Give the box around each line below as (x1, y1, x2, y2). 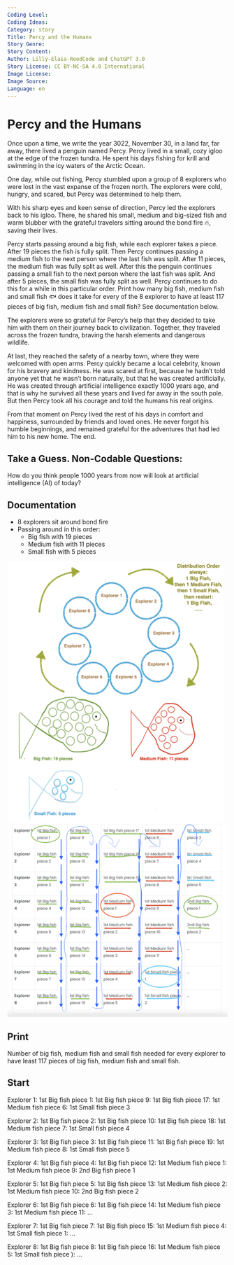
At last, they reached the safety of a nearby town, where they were (7, 352, 200, 361)
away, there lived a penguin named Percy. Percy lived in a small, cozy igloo (7, 147, 223, 155)
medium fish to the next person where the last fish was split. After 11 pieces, (7, 255, 226, 263)
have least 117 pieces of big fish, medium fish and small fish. (7, 1056, 181, 1065)
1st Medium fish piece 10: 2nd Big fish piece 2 (7, 1187, 140, 1195)
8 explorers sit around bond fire (17, 517, 109, 526)
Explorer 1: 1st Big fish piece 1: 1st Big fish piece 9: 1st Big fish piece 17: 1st (7, 1096, 220, 1104)
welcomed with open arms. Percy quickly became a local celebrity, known (7, 359, 221, 368)
